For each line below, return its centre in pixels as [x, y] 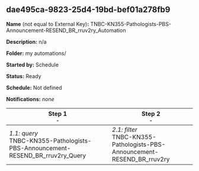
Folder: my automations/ [36, 53]
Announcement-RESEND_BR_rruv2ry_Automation [66, 30]
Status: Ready [24, 76]
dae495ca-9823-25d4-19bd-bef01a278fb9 [88, 10]
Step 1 [58, 114]
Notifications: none [30, 99]
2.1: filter [124, 130]
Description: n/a [26, 41]
